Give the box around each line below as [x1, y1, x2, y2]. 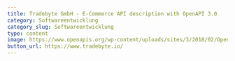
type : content [7, 29, 49, 37]
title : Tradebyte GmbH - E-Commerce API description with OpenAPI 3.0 [7, 10, 218, 18]
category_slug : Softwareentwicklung [7, 23, 114, 30]
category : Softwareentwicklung [7, 17, 99, 24]
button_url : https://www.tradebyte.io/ [7, 43, 124, 50]
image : [7, 36, 27, 43]
